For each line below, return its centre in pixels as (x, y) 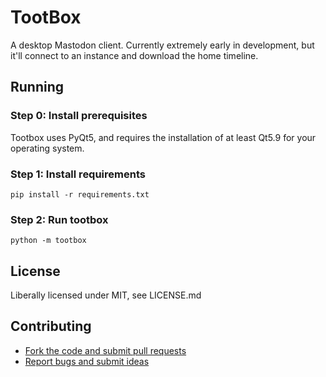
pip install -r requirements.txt (80, 194)
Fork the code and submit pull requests (105, 350)
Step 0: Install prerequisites (79, 116)
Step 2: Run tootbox (59, 219)
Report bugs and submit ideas (87, 361)
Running (37, 87)
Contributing (51, 326)
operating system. (47, 148)
